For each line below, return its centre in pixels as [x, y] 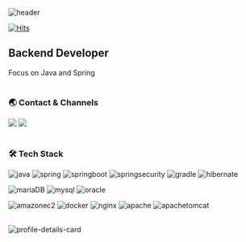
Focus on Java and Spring [52, 72]
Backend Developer [58, 53]
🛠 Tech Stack [36, 154]
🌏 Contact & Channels [54, 102]
